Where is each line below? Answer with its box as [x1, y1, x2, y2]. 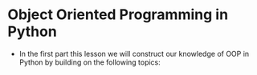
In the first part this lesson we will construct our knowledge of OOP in [18, 49, 250, 58]
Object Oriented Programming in [7, 6, 229, 24]
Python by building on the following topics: [18, 57, 161, 67]
